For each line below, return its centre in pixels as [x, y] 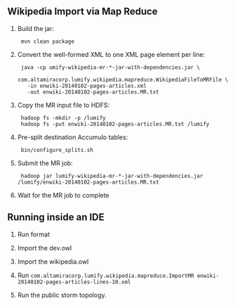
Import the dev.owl [45, 248]
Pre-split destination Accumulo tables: [73, 137]
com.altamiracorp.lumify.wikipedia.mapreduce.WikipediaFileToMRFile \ [123, 79]
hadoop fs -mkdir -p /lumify [63, 118]
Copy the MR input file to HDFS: [63, 105]
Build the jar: [36, 28]
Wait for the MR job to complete [63, 195]
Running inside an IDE [56, 217]
